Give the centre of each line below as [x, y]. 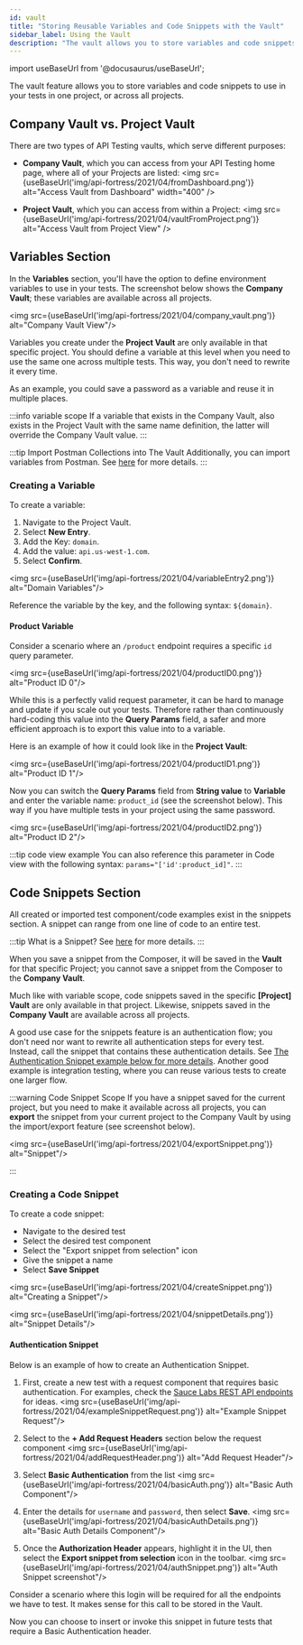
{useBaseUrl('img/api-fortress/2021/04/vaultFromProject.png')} [141, 219]
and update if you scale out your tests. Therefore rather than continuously [147, 710]
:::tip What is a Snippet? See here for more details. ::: [107, 942]
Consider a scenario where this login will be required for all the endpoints [145, 1594]
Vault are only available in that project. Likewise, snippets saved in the [140, 1005]
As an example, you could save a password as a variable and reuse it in [142, 388]
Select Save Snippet [60, 1270]
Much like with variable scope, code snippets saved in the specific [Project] [151, 996]
